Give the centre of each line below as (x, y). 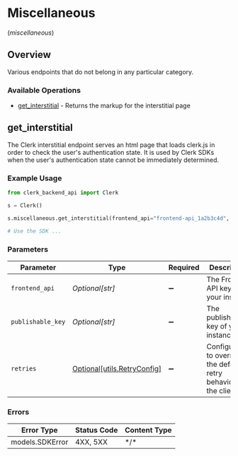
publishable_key (38, 322)
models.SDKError (40, 442)
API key (219, 288)
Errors (18, 411)
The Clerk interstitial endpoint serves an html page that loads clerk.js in (111, 145)
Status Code (97, 431)
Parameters (28, 249)
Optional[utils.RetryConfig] (117, 368)
